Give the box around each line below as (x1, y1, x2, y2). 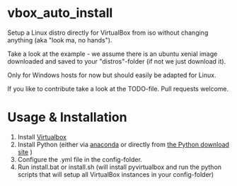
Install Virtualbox (17, 132, 67, 141)
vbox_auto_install (7, 5, 113, 21)
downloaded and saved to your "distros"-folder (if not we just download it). (7, 57, 226, 65)
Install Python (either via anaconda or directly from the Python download (17, 140, 230, 149)
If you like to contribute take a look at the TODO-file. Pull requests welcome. (7, 84, 229, 93)
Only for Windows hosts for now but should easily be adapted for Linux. (7, 71, 216, 79)
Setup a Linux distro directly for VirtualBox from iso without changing (7, 28, 209, 37)
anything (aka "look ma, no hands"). (7, 35, 112, 44)
